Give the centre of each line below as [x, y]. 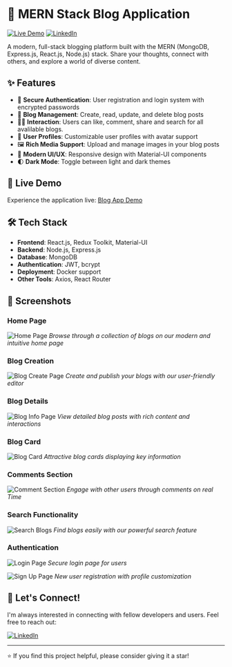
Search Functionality [43, 515]
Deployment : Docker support [59, 272]
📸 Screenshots [39, 301]
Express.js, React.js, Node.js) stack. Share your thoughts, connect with [108, 54]
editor [16, 384]
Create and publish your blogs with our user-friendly [140, 376]
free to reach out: [32, 622]
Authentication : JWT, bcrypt [58, 265]
